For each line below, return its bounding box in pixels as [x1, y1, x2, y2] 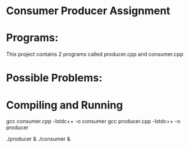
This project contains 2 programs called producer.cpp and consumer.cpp [6, 51, 184, 58]
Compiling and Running [6, 98, 123, 111]
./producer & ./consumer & [6, 136, 71, 143]
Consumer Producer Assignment [6, 4, 171, 18]
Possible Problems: [6, 71, 103, 85]
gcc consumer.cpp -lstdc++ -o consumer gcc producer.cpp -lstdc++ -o [6, 118, 181, 125]
